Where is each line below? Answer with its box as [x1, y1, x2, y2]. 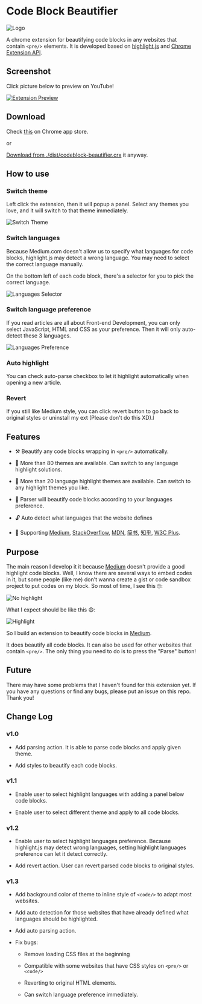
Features [6, 431, 40, 442]
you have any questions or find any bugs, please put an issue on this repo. [6, 688, 191, 695]
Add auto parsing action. [14, 927, 77, 934]
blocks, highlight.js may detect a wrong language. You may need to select [6, 254, 190, 261]
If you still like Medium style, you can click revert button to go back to [6, 408, 179, 415]
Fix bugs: [14, 939, 38, 946]
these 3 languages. [23, 331, 71, 339]
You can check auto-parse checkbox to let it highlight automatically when [6, 373, 189, 380]
